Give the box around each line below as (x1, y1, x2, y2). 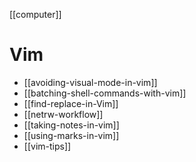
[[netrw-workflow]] (23, 108, 104, 120)
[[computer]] (9, 9, 62, 20)
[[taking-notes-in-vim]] (23, 119, 120, 131)
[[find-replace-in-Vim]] (23, 97, 119, 109)
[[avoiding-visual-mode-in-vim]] (23, 76, 158, 88)
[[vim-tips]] (23, 140, 72, 152)
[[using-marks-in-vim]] (23, 129, 120, 141)
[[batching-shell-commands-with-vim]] (23, 87, 187, 99)
